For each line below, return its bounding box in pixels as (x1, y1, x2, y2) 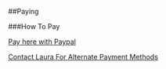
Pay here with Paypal (8, 37, 77, 46)
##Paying (8, 7, 39, 16)
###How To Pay (8, 22, 60, 31)
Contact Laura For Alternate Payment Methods (8, 53, 159, 61)
